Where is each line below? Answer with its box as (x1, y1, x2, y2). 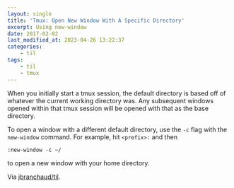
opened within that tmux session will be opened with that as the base (7, 104, 209, 112)
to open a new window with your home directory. (7, 158, 150, 167)
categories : (7, 43, 42, 50)
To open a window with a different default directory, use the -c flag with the (7, 125, 228, 134)
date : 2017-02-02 (7, 30, 59, 37)
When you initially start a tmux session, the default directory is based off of (7, 89, 226, 98)
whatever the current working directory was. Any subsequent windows (7, 96, 214, 105)
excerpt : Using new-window (7, 23, 87, 30)
